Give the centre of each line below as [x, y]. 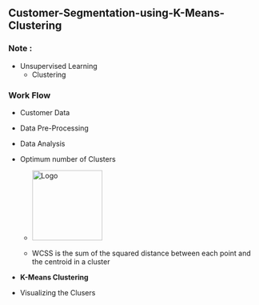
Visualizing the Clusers [58, 292]
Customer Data [45, 112]
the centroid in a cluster [71, 261]
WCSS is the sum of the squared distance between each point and [141, 253]
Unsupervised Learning [58, 66]
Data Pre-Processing [54, 128]
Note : [20, 49]
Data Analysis [42, 143]
